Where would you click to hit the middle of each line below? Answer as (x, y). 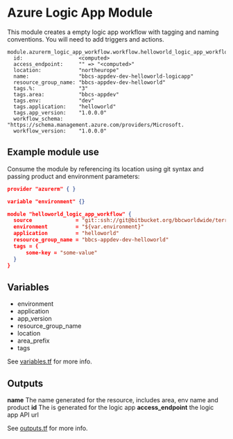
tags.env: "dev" (54, 101)
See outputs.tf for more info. (48, 428)
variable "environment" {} (46, 201)
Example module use (53, 152)
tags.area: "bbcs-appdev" (66, 94)
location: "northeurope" (66, 70)
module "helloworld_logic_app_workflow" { (69, 214)
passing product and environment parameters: (74, 176)
